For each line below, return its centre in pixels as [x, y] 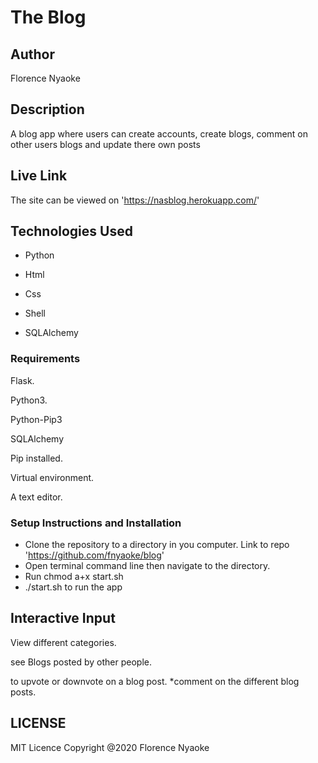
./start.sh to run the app [73, 587]
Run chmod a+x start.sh [74, 577]
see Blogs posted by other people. [81, 662]
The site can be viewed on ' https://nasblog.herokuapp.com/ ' [135, 200]
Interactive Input [63, 618]
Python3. [29, 400]
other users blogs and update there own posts [105, 144]
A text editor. [36, 497]
